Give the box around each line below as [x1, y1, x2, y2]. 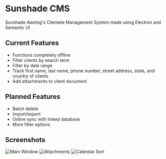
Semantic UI [5, 24, 30, 30]
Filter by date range [12, 62, 53, 68]
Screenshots [5, 135, 46, 144]
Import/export [12, 111, 41, 117]
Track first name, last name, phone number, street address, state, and [12, 68, 155, 74]
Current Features [5, 39, 59, 47]
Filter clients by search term [12, 57, 70, 63]
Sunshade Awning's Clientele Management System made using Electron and [5, 19, 161, 25]
